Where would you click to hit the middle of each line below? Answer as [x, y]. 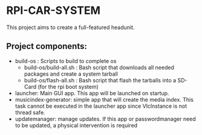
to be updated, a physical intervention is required [76, 125]
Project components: [47, 46]
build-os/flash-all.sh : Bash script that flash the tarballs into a [100, 80]
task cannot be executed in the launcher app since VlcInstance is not [101, 106]
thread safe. [30, 112]
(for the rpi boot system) [68, 87]
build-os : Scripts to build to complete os [66, 61]
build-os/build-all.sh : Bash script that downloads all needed [99, 67]
